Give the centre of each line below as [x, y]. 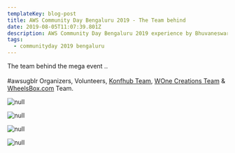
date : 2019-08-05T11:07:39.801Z [54, 27]
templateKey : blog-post [42, 14]
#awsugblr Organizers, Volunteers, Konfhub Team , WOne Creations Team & [116, 81]
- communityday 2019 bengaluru [59, 46]
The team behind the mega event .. [58, 66]
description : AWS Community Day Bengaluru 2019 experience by [100, 33]
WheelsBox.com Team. [41, 88]
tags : [15, 40]
